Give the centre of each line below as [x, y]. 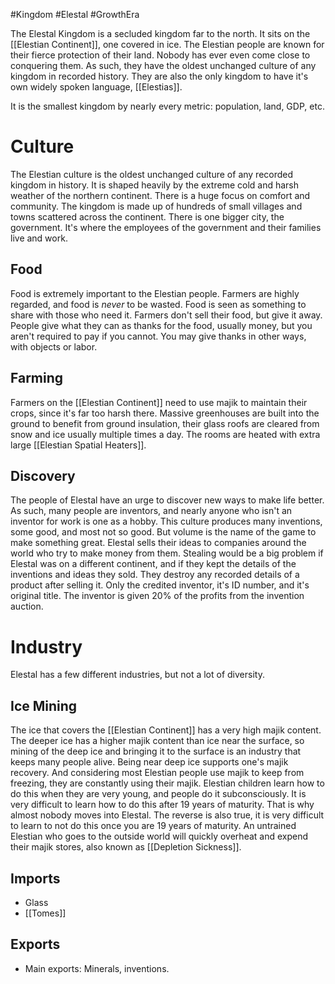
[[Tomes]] [45, 913]
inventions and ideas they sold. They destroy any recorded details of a [155, 575]
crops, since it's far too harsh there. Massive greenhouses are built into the [165, 413]
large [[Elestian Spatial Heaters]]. [78, 445]
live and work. [39, 238]
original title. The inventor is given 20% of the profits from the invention [157, 596]
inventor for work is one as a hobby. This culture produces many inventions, [166, 521]
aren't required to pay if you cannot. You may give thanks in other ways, [158, 336]
